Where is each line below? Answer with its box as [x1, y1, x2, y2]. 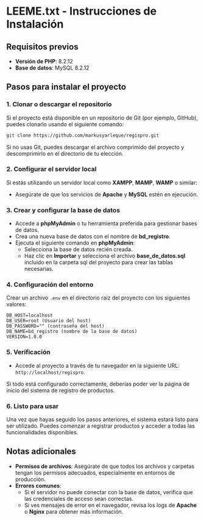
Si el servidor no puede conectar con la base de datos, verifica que [24, 488, 193, 495]
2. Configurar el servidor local [6, 165, 97, 173]
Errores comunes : [15, 482, 62, 489]
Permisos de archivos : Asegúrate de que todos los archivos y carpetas [15, 462, 195, 470]
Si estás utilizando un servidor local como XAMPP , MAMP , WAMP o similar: [6, 179, 198, 186]
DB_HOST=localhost [6, 312, 53, 318]
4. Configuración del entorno [6, 281, 94, 289]
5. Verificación [6, 348, 51, 356]
